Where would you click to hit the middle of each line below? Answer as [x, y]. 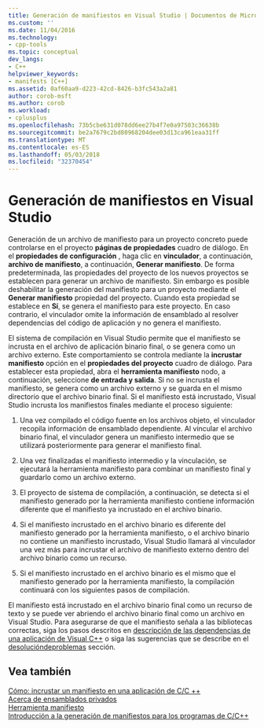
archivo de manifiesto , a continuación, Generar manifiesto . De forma [121, 264]
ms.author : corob [37, 103]
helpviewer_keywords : [44, 74]
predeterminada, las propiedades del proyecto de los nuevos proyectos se [128, 273]
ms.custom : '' [31, 23]
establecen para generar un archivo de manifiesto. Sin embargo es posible [129, 281]
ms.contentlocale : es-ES [49, 147]
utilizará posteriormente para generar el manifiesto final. [110, 445]
